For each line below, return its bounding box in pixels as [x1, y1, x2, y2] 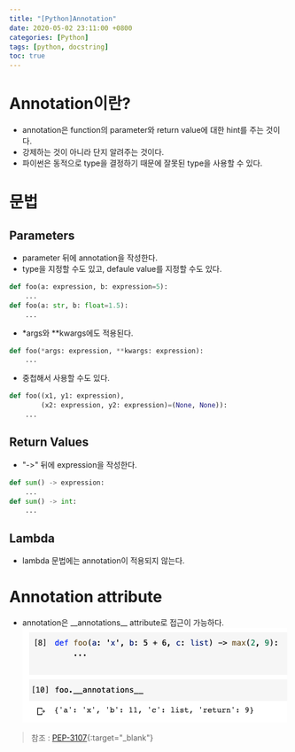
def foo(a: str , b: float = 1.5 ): [9, 301, 128, 310]
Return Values [9, 435, 89, 450]
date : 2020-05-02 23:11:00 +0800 [9, 23, 133, 33]
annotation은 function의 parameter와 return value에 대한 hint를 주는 [21, 125, 264, 136]
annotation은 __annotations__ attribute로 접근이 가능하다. [21, 617, 224, 628]
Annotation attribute [9, 587, 162, 607]
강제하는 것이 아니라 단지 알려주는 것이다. [21, 147, 165, 158]
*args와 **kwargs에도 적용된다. [21, 328, 134, 338]
